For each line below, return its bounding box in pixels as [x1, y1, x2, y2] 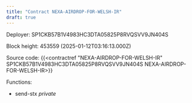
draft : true [6, 14, 36, 20]
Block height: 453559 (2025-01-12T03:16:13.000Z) [6, 43, 131, 50]
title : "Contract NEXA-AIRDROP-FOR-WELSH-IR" [6, 8, 122, 15]
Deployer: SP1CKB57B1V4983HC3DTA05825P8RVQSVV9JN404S [6, 31, 169, 38]
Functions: [6, 78, 32, 86]
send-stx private [14, 90, 56, 97]
